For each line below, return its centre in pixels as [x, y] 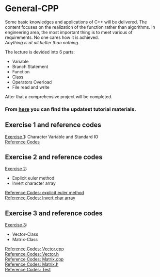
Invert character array [34, 183]
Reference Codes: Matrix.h [32, 264]
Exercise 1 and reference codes [53, 125]
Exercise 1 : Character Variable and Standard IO [52, 137]
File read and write [31, 87]
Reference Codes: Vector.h [32, 254]
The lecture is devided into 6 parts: [40, 52]
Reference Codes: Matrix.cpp [34, 259]
